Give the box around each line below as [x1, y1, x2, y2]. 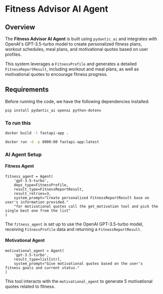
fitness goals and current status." [5, 266, 80, 271]
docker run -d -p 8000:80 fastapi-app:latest [5, 139, 99, 144]
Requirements [5, 86, 49, 94]
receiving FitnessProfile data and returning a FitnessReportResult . [5, 226, 142, 232]
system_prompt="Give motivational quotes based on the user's [14, 261, 143, 266]
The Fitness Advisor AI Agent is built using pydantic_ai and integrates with [5, 36, 158, 42]
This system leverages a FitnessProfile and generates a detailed [5, 61, 137, 67]
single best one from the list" [5, 208, 71, 213]
